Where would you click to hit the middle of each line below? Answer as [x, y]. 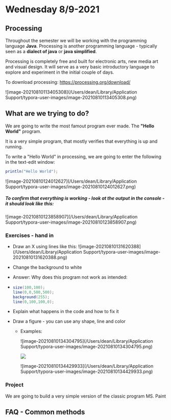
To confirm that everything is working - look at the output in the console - [85, 198]
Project [15, 385]
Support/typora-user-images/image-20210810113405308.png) [71, 97]
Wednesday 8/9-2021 [52, 9]
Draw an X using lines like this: [45, 246]
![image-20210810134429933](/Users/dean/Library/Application [87, 366]
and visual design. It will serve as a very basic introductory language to [80, 67]
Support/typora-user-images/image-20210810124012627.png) [71, 186]
